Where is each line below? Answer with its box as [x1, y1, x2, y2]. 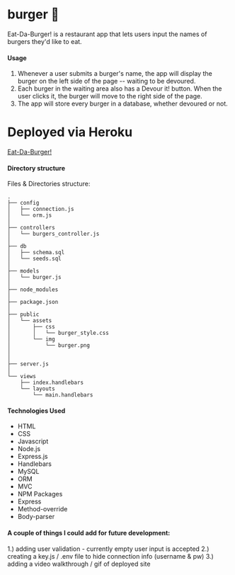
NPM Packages [17, 490, 63, 499]
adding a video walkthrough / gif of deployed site [7, 559, 151, 568]
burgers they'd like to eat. [7, 37, 83, 45]
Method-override [17, 505, 68, 513]
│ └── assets [7, 317, 52, 324]
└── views [7, 373, 37, 380]
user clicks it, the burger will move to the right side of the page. [17, 92, 203, 101]
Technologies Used [7, 406, 66, 415]
